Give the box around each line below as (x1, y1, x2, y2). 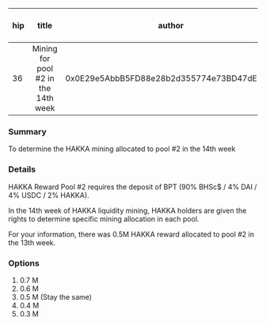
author (158, 20, 184, 31)
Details (8, 164, 36, 175)
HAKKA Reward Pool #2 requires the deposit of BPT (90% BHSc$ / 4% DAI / (8, 182, 257, 191)
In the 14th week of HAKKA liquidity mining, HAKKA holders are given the (8, 206, 247, 215)
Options (8, 257, 40, 268)
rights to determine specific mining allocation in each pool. (8, 214, 199, 224)
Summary (8, 126, 47, 137)
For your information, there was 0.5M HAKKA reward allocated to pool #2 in (8, 229, 255, 239)
